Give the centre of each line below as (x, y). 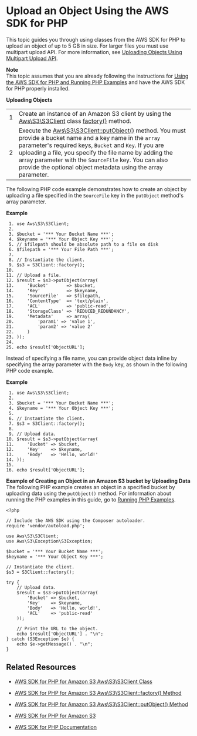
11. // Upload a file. (34, 275)
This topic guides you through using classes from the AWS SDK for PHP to (96, 39)
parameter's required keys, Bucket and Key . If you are (91, 145)
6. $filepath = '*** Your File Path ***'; (61, 249)
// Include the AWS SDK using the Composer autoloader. (76, 521)
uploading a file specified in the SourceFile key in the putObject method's (95, 195)
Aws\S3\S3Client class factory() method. (75, 121)
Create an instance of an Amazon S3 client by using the (95, 113)
